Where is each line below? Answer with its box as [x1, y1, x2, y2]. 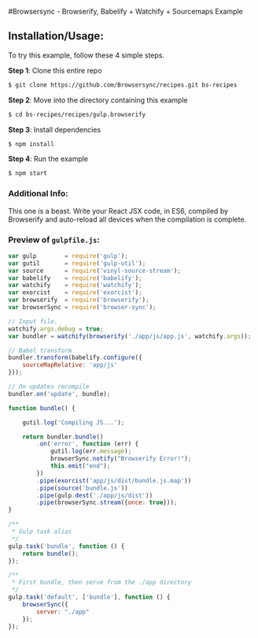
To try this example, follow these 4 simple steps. [8, 50, 165, 60]
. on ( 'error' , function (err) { [36, 440, 139, 448]
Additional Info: [8, 188, 68, 200]
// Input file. [8, 317, 58, 326]
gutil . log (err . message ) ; [50, 447, 132, 456]
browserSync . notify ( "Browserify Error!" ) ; [50, 455, 192, 463]
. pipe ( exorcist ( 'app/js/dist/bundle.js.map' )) [36, 476, 192, 484]
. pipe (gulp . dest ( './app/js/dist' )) [36, 491, 153, 499]
